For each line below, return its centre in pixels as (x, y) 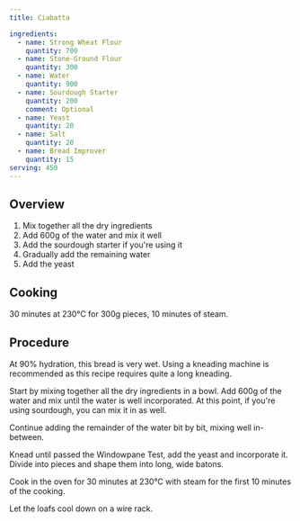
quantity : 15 (50, 159)
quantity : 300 (52, 67)
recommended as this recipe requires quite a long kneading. (120, 373)
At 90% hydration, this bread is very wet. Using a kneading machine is (139, 364)
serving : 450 (34, 167)
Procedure (40, 342)
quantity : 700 (52, 50)
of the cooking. (37, 490)
